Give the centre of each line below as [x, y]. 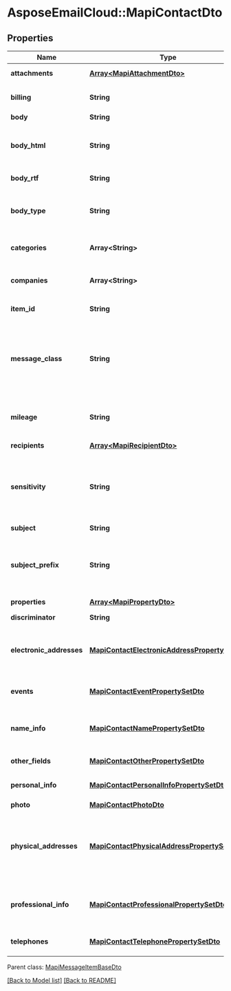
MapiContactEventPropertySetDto [147, 691]
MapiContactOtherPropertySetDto [147, 761]
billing [21, 97]
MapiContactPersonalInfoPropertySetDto [158, 785]
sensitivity [28, 487]
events [22, 691]
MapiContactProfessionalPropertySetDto [158, 904]
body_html [28, 145]
